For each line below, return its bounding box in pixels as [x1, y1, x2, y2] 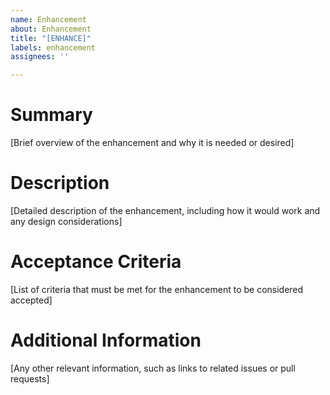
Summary [10, 104, 93, 126]
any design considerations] [10, 216, 123, 227]
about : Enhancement [10, 24, 92, 34]
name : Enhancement [10, 14, 87, 25]
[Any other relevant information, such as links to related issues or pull [10, 362, 296, 374]
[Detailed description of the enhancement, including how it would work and [10, 205, 321, 216]
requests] [10, 372, 50, 385]
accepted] [10, 294, 53, 306]
